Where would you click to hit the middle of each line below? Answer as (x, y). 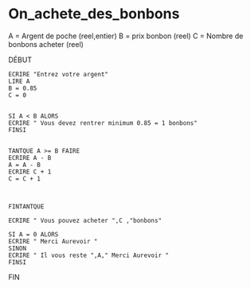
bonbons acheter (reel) (46, 44)
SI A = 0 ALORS (33, 234)
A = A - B (25, 165)
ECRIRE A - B (30, 158)
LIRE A (19, 81)
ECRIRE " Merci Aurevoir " (53, 241)
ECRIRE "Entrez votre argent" (59, 74)
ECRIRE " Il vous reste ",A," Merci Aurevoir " (89, 255)
